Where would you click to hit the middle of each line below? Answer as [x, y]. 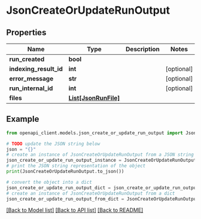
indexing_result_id [36, 69]
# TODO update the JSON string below [53, 144]
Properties [26, 33]
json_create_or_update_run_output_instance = [64, 161]
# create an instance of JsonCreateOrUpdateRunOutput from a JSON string [100, 155]
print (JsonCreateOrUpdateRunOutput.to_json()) [65, 172]
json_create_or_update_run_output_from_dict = [65, 199]
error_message [31, 78]
